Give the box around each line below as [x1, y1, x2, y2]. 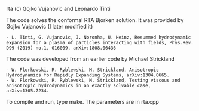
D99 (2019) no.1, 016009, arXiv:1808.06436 [6, 45, 117, 51]
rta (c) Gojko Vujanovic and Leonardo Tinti [6, 5, 111, 12]
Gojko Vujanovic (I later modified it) [6, 23, 93, 30]
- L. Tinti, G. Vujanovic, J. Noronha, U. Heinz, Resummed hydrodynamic [6, 35, 191, 41]
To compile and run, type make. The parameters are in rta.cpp [6, 98, 160, 105]
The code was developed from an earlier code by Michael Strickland [6, 55, 175, 62]
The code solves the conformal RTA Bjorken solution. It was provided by [6, 17, 184, 23]
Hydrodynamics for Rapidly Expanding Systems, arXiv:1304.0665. [6, 72, 170, 78]
